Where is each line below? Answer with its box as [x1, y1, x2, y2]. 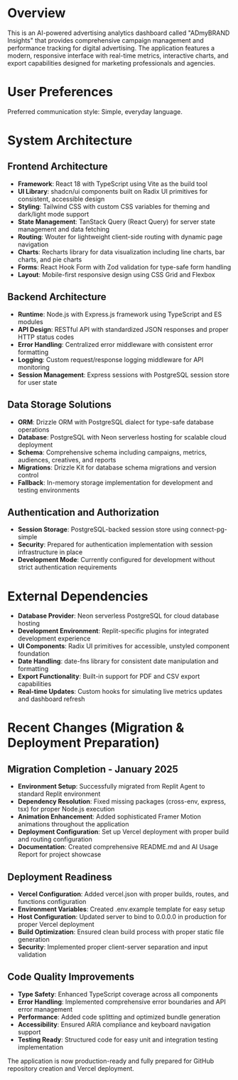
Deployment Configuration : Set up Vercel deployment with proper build [17, 828, 229, 836]
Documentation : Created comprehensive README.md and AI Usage [17, 843, 219, 851]
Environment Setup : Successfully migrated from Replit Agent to [17, 782, 205, 791]
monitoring [17, 363, 50, 371]
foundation [17, 650, 50, 658]
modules [17, 317, 44, 326]
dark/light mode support [17, 209, 90, 218]
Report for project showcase [17, 850, 102, 859]
